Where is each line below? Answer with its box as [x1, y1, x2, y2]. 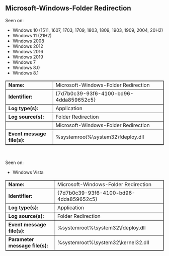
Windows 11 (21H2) [12, 32, 52, 38]
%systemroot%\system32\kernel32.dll [57, 239, 149, 246]
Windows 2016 [12, 48, 44, 54]
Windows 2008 [12, 38, 44, 44]
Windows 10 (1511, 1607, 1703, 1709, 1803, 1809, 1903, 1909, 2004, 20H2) [12, 27, 163, 33]
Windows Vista [12, 169, 44, 175]
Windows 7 [12, 59, 36, 65]
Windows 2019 [12, 54, 44, 60]
